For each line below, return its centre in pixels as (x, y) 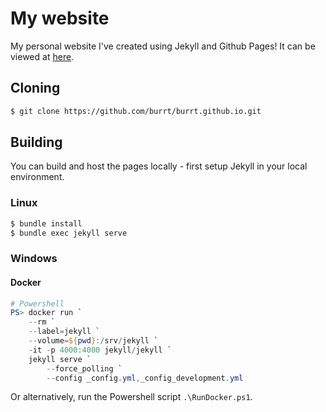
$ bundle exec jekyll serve (69, 233)
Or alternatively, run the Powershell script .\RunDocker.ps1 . (131, 397)
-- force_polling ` (84, 368)
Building (36, 142)
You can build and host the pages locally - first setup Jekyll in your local (159, 166)
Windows (34, 259)
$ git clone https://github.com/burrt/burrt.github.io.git (136, 111)
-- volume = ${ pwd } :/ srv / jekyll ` (93, 341)
